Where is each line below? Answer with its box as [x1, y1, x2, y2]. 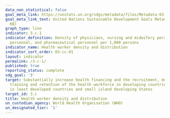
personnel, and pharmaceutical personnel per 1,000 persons [10, 40, 139, 45]
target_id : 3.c [5, 91, 37, 96]
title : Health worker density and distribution [5, 96, 108, 101]
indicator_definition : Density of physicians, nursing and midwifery [5, 36, 155, 41]
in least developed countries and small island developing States [10, 86, 153, 92]
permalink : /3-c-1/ [5, 59, 47, 64]
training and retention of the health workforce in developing [10, 82, 146, 87]
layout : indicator [5, 54, 44, 59]
